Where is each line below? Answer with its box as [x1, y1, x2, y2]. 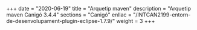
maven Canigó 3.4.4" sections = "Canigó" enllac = [6, 11, 132, 18]
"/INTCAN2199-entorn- [132, 11, 191, 18]
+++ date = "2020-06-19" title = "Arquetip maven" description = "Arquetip [6, 5, 192, 12]
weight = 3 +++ [116, 18, 155, 24]
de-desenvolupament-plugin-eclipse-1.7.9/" [6, 18, 115, 24]
